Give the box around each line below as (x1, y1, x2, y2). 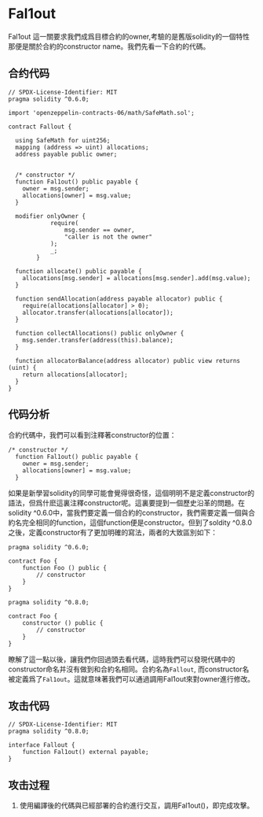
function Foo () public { (22, 564, 108, 571)
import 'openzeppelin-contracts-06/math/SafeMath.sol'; (8, 109, 195, 116)
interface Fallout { (8, 741, 76, 749)
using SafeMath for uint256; (15, 136, 111, 144)
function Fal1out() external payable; (22, 749, 149, 756)
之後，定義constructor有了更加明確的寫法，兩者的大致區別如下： (8, 527, 218, 537)
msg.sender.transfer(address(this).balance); (22, 336, 174, 344)
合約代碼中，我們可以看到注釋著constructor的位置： (8, 430, 177, 439)
